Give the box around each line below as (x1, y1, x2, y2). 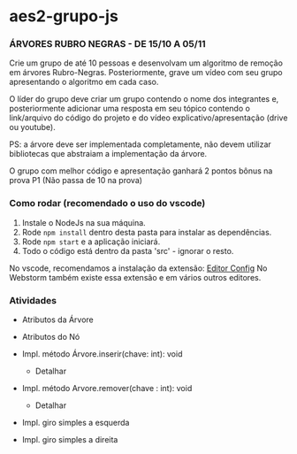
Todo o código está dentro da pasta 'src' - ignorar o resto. (21, 245, 234, 256)
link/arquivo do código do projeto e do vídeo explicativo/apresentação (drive (9, 112, 288, 123)
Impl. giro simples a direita (21, 435, 118, 445)
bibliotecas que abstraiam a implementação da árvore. (9, 149, 208, 159)
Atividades (9, 294, 57, 306)
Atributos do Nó (21, 332, 80, 342)
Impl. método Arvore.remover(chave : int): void (21, 383, 193, 394)
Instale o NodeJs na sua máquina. (21, 217, 146, 227)
